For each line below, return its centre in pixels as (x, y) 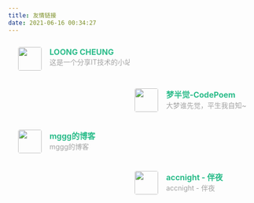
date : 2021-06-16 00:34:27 (52, 23)
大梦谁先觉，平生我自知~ (206, 105)
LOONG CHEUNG (82, 52)
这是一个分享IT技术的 (84, 62)
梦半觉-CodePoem (201, 94)
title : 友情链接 (32, 15)
